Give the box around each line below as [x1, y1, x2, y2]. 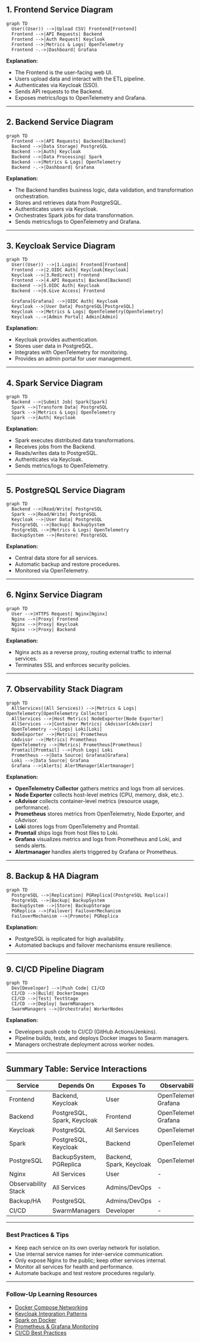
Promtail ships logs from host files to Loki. [14, 829, 119, 836]
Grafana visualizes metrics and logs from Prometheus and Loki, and [14, 835, 182, 842]
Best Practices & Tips [6, 1231, 70, 1239]
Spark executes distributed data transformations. [14, 437, 135, 444]
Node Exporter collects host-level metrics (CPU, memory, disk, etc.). [14, 791, 184, 798]
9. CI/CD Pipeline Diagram [6, 964, 104, 974]
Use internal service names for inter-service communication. [14, 1251, 164, 1258]
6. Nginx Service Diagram [6, 590, 103, 600]
